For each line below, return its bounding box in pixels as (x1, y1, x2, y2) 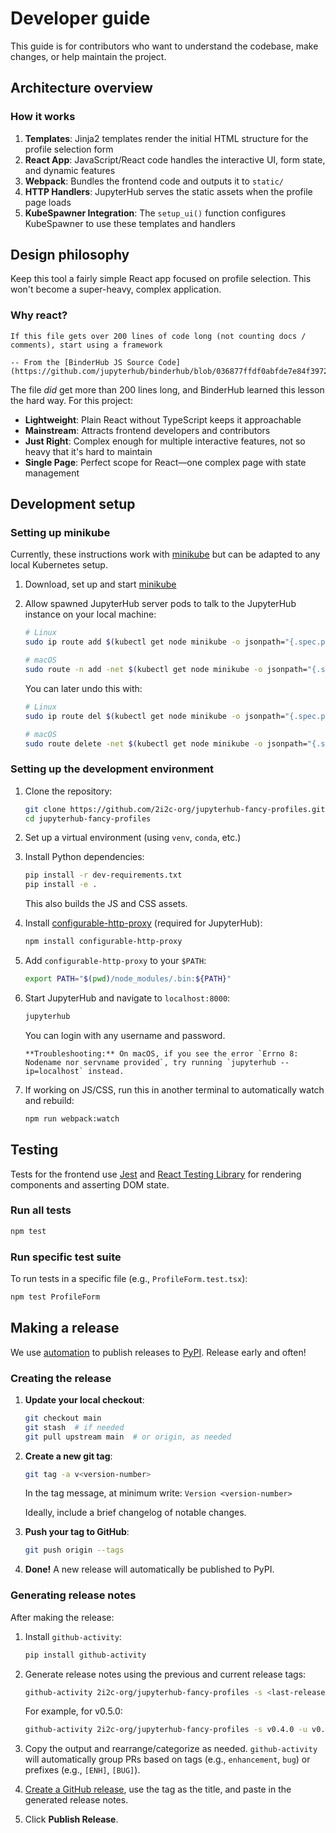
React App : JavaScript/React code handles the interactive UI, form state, (24, 153, 326, 166)
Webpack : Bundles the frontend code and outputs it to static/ (24, 175, 285, 187)
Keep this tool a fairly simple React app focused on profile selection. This (10, 273, 312, 285)
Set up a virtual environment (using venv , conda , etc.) (24, 832, 242, 844)
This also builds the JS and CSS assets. (24, 898, 188, 910)
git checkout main (24, 1413, 102, 1423)
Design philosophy (10, 247, 130, 264)
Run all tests (10, 1203, 72, 1217)
